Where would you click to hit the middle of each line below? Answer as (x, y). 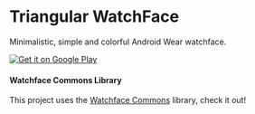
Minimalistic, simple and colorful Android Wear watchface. (118, 42)
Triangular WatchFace (94, 17)
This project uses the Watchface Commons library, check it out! (128, 100)
